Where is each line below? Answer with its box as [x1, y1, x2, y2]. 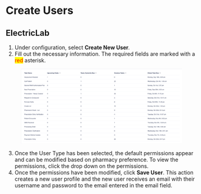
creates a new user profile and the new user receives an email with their [14, 175, 195, 182]
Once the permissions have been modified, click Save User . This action [14, 169, 194, 176]
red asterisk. [14, 57, 46, 64]
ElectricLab [5, 28, 50, 38]
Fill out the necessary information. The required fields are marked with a [14, 50, 196, 58]
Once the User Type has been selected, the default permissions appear [14, 150, 194, 157]
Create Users [5, 4, 73, 18]
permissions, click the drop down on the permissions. [14, 162, 149, 170]
